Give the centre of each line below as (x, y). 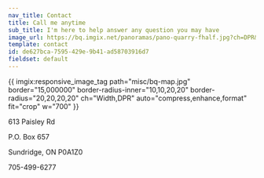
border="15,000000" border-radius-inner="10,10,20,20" (98, 89)
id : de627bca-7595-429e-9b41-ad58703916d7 (79, 52)
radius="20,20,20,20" (44, 98)
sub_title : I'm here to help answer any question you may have (114, 30)
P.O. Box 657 (29, 136)
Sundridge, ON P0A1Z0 (46, 152)
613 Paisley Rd (32, 122)
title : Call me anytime (47, 23)
